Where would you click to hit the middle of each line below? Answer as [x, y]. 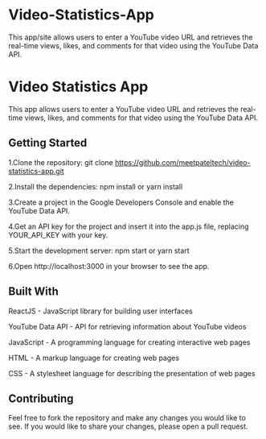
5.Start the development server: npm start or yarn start [99, 251]
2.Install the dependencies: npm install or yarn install [96, 186]
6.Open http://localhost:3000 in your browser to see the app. [109, 266]
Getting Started [48, 143]
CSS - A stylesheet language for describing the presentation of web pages [132, 373]
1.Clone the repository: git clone [61, 162]
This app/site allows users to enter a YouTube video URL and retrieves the [131, 37]
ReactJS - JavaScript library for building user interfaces [100, 311]
